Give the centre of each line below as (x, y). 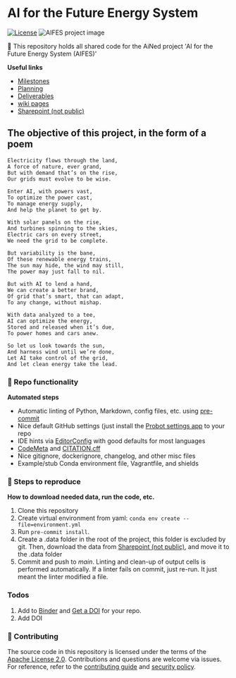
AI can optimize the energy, (50, 321)
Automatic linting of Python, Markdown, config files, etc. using (108, 411)
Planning (30, 88)
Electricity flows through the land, (63, 160)
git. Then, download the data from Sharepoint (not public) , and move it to (123, 547)
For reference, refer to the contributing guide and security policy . (101, 666)
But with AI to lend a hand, (50, 284)
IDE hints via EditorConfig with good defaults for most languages (111, 441)
